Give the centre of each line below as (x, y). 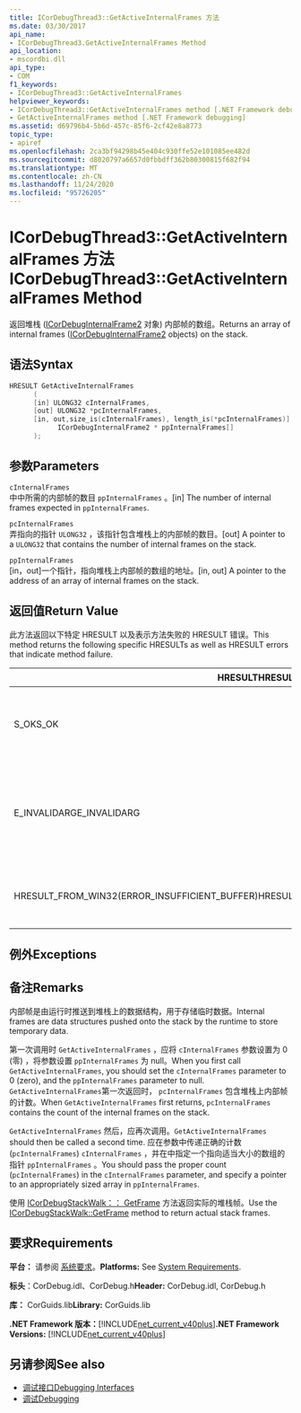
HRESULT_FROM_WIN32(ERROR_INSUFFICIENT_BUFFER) (136, 896)
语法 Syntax (41, 365)
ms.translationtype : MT (54, 168)
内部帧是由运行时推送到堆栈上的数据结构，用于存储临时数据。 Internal (137, 1011)
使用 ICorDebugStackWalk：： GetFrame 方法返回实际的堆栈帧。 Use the (143, 1202)
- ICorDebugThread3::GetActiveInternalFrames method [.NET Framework (142, 110)
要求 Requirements (61, 1244)
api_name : (28, 34)
